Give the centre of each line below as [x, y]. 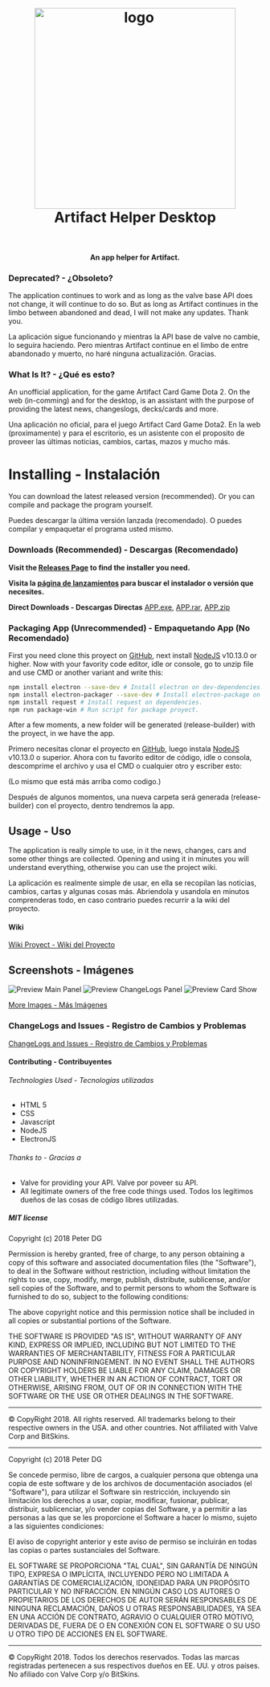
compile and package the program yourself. [81, 505]
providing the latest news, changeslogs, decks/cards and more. [114, 409]
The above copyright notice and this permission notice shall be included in [131, 1312]
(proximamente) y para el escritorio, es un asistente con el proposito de [127, 433]
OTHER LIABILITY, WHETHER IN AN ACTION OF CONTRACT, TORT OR [125, 1379]
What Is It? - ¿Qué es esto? [61, 374]
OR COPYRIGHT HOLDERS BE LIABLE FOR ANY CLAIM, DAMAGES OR [125, 1370]
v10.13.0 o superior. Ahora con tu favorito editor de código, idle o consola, [130, 758]
